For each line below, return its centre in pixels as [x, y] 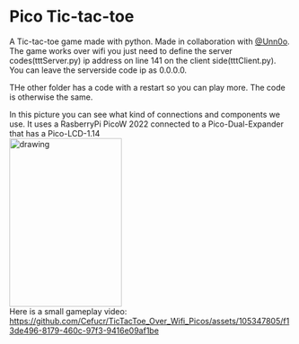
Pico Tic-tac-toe [72, 17]
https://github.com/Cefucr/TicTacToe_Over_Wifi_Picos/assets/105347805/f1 [149, 321]
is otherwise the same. [51, 97]
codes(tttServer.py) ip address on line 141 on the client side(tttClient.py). [143, 60]
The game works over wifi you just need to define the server [121, 50]
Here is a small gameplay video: [68, 311]
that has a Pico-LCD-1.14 [55, 133]
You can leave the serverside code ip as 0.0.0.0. [98, 70]
